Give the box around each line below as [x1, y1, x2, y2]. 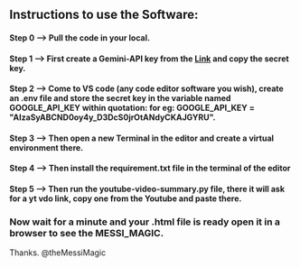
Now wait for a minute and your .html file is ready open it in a [9, 216, 280, 228]
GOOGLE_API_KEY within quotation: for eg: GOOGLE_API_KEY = [9, 103, 255, 114]
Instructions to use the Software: [9, 7, 199, 23]
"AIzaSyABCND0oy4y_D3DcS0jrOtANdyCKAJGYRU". [9, 112, 216, 123]
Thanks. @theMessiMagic [9, 247, 107, 258]
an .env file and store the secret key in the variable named [9, 93, 231, 104]
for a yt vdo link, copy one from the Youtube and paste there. [9, 193, 242, 204]
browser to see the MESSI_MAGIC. [9, 226, 164, 239]
